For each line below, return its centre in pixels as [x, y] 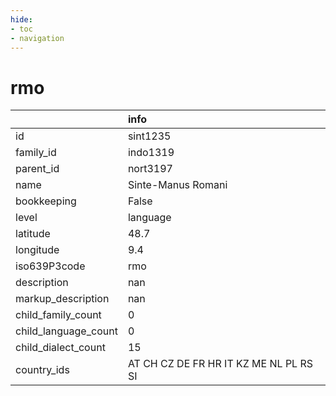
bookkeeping [46, 201]
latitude [33, 234]
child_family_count [58, 315]
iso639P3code [50, 266]
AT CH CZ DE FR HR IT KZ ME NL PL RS [220, 364]
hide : [21, 19]
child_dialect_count [60, 348]
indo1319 [151, 153]
